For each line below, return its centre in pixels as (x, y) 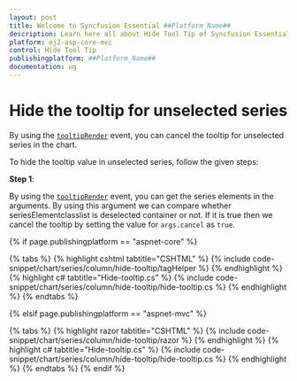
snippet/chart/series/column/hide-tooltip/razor (94, 340)
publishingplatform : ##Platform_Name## (83, 58)
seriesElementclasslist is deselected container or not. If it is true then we (141, 214)
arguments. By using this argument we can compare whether (120, 206)
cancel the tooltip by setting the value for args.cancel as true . (122, 224)
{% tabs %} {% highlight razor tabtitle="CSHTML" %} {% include (127, 330)
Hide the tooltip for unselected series (148, 111)
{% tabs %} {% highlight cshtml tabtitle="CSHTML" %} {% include (130, 259)
